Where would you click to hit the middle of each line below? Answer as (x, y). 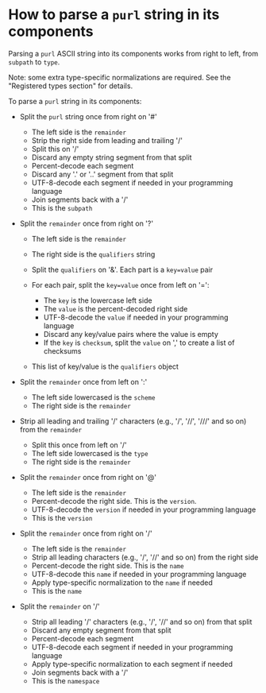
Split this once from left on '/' (79, 445)
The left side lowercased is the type (90, 453)
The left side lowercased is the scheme (93, 397)
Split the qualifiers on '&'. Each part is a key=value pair (122, 269)
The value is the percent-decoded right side (116, 308)
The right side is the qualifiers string (93, 254)
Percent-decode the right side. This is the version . (114, 501)
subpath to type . (34, 62)
